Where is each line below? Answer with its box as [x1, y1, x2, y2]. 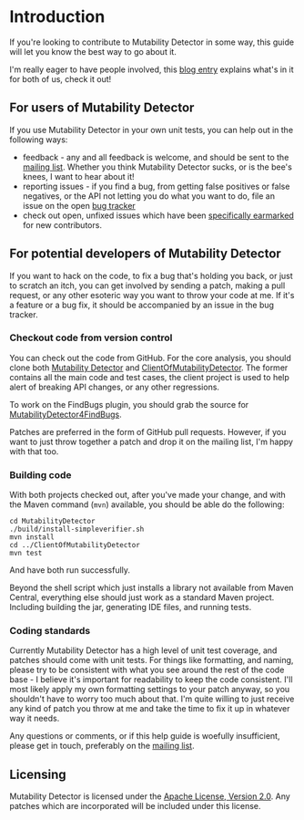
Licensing [9, 766, 66, 782]
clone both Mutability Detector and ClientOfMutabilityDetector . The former [9, 362, 289, 373]
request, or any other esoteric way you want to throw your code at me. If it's [9, 289, 295, 300]
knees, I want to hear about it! [22, 171, 135, 182]
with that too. [9, 445, 59, 457]
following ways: [9, 134, 68, 145]
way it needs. [9, 713, 60, 724]
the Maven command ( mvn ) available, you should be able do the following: [9, 499, 285, 510]
